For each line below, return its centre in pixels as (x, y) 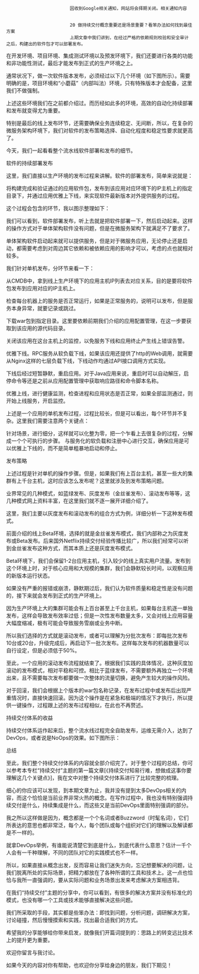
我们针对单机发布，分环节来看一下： (50, 268)
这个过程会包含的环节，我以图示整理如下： (58, 208)
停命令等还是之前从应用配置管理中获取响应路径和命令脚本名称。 (84, 381)
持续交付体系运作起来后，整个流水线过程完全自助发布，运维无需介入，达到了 (99, 730)
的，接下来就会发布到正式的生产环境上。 (55, 595)
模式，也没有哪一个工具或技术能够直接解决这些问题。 (71, 900)
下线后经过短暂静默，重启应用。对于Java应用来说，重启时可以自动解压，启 (98, 373)
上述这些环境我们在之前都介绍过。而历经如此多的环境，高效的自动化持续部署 (99, 103)
